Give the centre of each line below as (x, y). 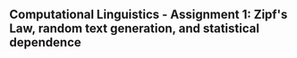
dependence (46, 42)
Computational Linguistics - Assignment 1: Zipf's (148, 15)
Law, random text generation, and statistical (134, 29)
